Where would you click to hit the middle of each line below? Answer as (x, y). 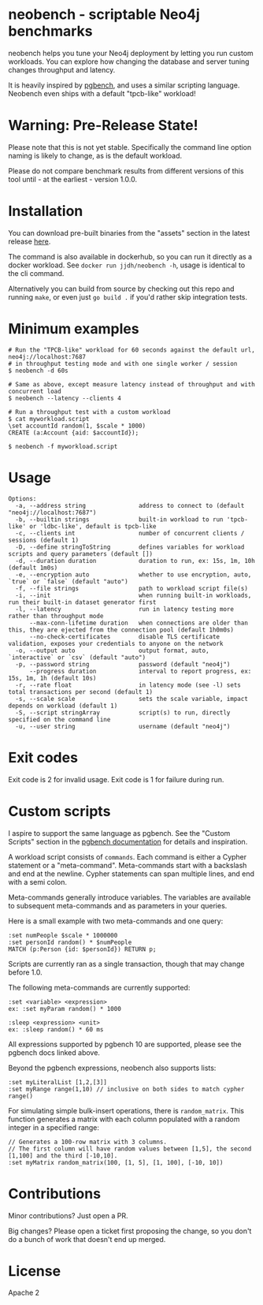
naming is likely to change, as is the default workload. (95, 155)
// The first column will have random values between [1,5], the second (130, 1149)
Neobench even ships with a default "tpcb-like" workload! (102, 93)
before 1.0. (25, 972)
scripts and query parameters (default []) (81, 554)
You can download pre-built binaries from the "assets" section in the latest (129, 233)
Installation (46, 211)
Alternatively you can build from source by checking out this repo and (121, 289)
